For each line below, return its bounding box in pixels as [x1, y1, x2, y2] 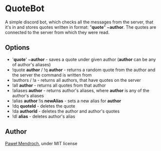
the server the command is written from [12, 72, 92, 78]
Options [5, 43, 30, 52]
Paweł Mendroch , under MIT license [5, 140, 78, 146]
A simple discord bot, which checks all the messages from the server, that [5, 19, 154, 25]
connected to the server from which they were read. [5, 29, 109, 35]
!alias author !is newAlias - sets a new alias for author [12, 98, 122, 104]
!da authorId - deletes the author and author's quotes [12, 108, 120, 114]
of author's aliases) [12, 61, 51, 67]
